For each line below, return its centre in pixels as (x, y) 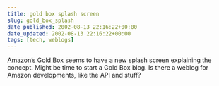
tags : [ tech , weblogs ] (41, 40)
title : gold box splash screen (53, 14)
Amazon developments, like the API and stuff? (74, 75)
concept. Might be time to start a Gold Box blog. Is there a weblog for (108, 68)
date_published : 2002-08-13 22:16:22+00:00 (72, 27)
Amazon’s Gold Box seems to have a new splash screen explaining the (109, 60)
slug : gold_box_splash (41, 20)
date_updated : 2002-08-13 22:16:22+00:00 (69, 33)
